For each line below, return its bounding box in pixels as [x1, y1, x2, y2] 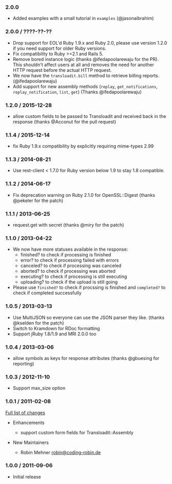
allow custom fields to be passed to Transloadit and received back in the [12, 113, 166, 119]
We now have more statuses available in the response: [12, 246, 128, 252]
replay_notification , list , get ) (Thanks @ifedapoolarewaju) [12, 89, 142, 95]
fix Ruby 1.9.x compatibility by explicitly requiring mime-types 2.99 [12, 143, 154, 149]
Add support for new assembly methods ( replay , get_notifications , [12, 83, 158, 89]
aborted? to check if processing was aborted [20, 268, 116, 274]
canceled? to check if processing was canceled [20, 263, 122, 269]
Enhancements [12, 419, 45, 426]
